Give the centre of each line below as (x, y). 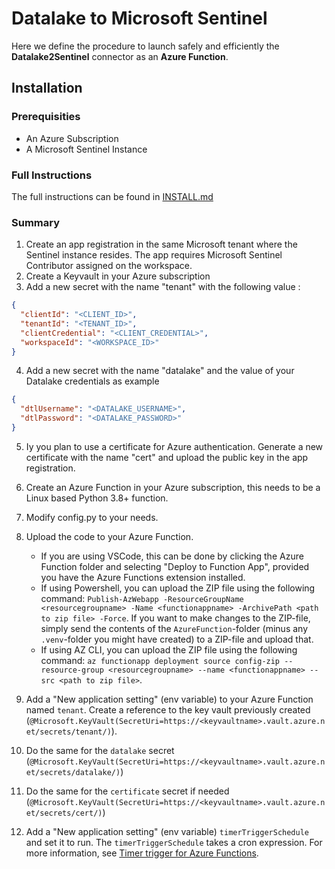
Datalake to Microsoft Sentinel (139, 18)
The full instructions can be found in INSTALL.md (112, 196)
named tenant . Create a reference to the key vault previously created (168, 709)
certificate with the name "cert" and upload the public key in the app (167, 457)
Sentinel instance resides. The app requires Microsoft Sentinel (154, 255)
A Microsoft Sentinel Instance (86, 149)
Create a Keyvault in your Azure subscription (118, 276)
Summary (36, 222)
